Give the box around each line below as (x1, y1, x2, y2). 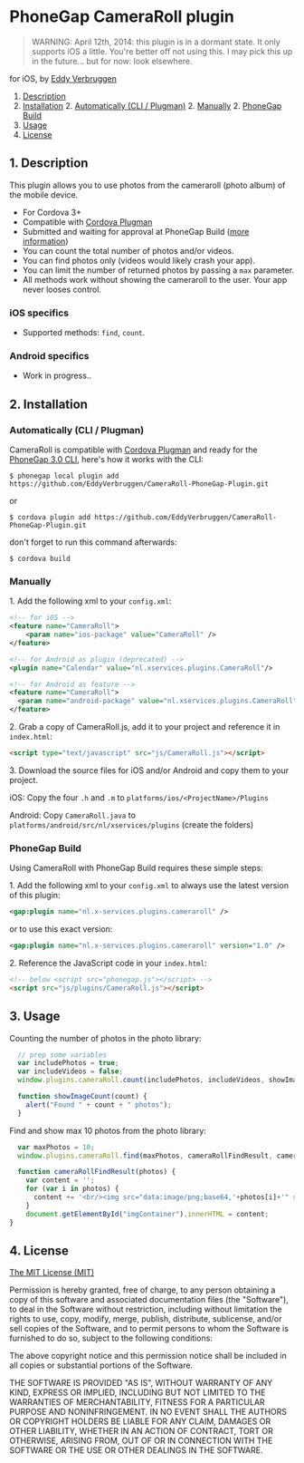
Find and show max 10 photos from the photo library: (9, 1125, 206, 1136)
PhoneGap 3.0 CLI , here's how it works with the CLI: (9, 454, 204, 465)
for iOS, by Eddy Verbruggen (9, 73, 118, 83)
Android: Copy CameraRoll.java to (9, 809, 136, 820)
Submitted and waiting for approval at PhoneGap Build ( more (22, 226, 250, 237)
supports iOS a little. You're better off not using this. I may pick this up (31, 45, 293, 56)
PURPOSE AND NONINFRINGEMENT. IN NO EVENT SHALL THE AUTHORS (9, 1407, 288, 1418)
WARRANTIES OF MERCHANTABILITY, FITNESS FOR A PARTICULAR (9, 1397, 265, 1408)
